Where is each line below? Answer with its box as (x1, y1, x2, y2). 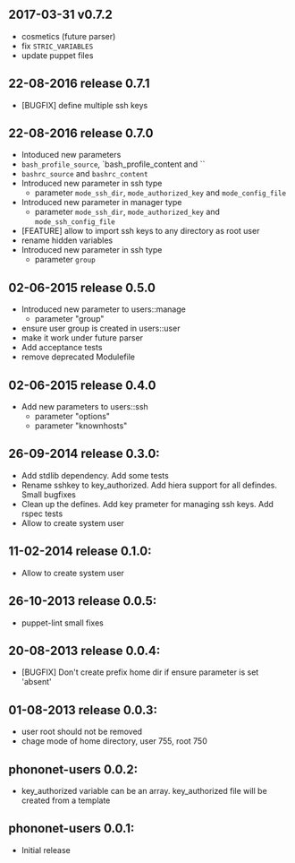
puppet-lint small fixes (21, 617, 104, 628)
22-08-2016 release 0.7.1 (8, 76, 150, 91)
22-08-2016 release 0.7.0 (8, 125, 154, 142)
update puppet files (21, 49, 94, 61)
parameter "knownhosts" (34, 420, 128, 431)
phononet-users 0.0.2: (8, 762, 139, 777)
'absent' (21, 677, 53, 687)
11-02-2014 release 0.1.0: (8, 544, 152, 559)
